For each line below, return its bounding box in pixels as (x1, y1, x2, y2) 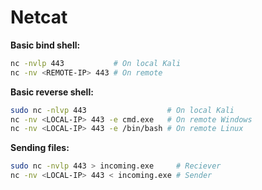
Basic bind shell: (10, 39, 81, 51)
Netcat (10, 6, 68, 29)
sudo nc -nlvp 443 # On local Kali (10, 105, 235, 115)
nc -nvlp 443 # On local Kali (10, 58, 182, 68)
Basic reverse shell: (10, 86, 94, 98)
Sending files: (10, 142, 70, 154)
